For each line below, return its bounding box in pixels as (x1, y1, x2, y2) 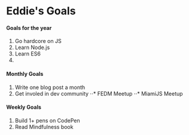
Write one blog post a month (14, 84, 86, 91)
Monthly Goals (6, 70, 44, 77)
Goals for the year (6, 24, 52, 31)
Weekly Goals (6, 103, 42, 111)
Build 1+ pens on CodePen (14, 116, 81, 124)
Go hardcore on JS (14, 38, 62, 45)
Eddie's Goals (6, 4, 76, 18)
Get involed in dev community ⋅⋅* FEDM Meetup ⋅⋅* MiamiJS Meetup (14, 90, 184, 97)
